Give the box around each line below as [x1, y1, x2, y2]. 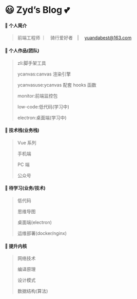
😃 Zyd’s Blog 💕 [5, 4, 70, 16]
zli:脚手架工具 [17, 60, 47, 66]
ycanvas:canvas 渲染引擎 [17, 71, 71, 77]
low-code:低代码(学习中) [17, 103, 70, 109]
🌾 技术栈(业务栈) [5, 127, 40, 134]
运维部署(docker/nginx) [17, 230, 67, 236]
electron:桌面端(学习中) [17, 115, 67, 121]
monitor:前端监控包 [17, 92, 58, 99]
